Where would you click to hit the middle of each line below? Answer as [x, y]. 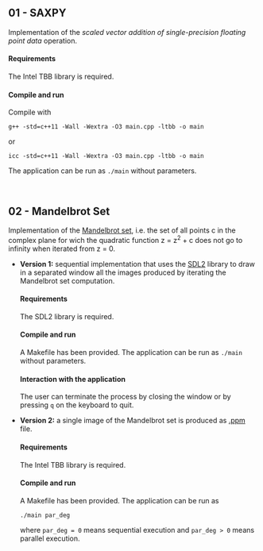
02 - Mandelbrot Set [59, 211]
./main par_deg [45, 515]
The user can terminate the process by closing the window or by [126, 397]
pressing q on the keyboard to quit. [77, 405]
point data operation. [43, 40]
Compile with [30, 112]
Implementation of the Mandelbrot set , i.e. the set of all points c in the [122, 230]
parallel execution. [50, 538]
